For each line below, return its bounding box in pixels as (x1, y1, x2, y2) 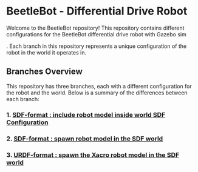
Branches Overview (6, 67, 83, 77)
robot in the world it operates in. (6, 48, 87, 56)
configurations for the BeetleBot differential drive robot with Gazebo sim (6, 30, 186, 38)
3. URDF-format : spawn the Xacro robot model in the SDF (6, 150, 180, 159)
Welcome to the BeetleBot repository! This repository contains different (6, 24, 185, 31)
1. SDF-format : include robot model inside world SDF (6, 110, 166, 119)
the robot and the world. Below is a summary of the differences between (6, 89, 188, 96)
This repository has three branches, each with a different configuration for (6, 82, 193, 90)
